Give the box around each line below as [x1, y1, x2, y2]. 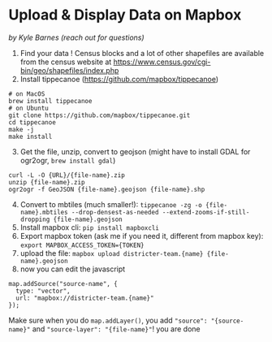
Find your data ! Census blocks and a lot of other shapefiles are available [19, 48, 265, 58]
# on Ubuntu [8, 104, 49, 112]
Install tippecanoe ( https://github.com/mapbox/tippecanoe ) [19, 74, 219, 84]
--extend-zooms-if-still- [162, 208, 250, 216]
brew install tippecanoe [8, 97, 93, 105]
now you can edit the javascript [19, 264, 126, 274]
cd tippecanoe [8, 118, 57, 127]
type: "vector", [15, 287, 71, 295]
